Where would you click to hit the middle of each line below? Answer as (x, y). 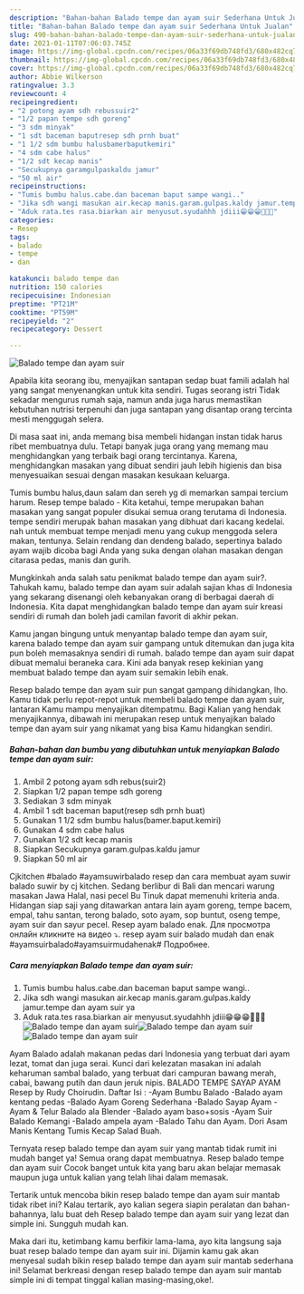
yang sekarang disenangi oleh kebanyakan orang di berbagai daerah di (142, 597)
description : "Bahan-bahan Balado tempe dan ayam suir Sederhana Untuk (147, 18)
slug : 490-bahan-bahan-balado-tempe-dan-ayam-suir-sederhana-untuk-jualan (153, 34)
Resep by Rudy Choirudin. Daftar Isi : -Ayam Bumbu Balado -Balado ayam (146, 1093)
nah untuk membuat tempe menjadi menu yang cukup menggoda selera (143, 531)
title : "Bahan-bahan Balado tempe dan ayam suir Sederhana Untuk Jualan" (152, 26)
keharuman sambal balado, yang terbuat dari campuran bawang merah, (143, 1073)
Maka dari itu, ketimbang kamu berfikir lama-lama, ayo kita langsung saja (146, 1241)
